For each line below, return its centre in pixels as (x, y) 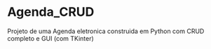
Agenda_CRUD (51, 12)
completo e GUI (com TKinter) (51, 38)
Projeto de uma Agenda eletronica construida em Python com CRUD (106, 31)
